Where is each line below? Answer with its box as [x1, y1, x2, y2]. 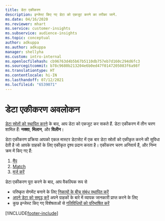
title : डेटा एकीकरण [5, 7, 41, 13]
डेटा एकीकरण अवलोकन [5, 103, 80, 115]
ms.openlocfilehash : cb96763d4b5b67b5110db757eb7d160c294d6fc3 [5, 59, 140, 64]
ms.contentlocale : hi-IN [5, 73, 57, 78]
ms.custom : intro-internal [5, 54, 62, 59]
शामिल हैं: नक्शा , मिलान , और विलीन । [5, 126, 64, 132]
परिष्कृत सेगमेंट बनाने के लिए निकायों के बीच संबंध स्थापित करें [12, 189, 109, 195]
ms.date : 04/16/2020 [5, 17, 49, 22]
